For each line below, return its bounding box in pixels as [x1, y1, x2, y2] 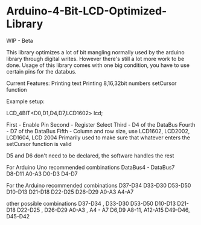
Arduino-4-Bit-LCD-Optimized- [6, 4, 167, 18]
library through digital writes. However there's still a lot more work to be [6, 55, 185, 62]
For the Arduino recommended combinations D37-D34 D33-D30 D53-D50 [6, 182, 191, 189]
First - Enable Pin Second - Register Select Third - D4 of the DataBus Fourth [6, 121, 196, 128]
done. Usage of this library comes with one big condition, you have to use [6, 62, 190, 69]
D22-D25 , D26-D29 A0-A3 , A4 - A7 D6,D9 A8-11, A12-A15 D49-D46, [17, 206, 190, 214]
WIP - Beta [6, 37, 33, 44]
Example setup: [6, 98, 45, 105]
